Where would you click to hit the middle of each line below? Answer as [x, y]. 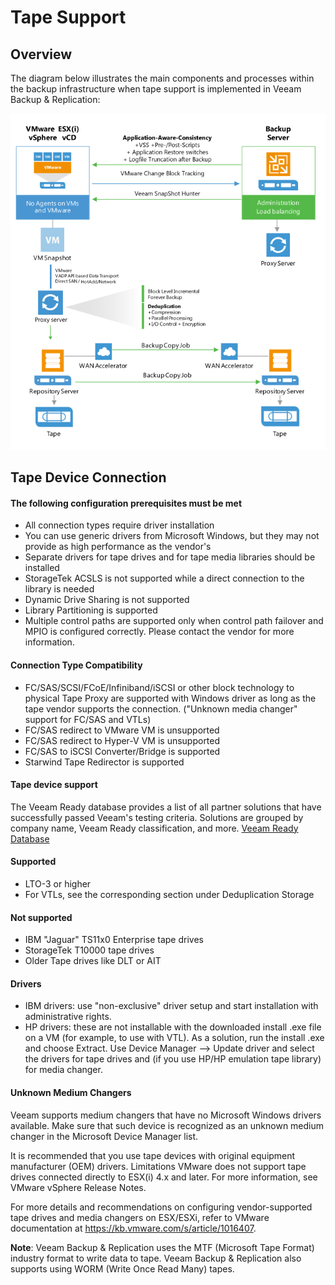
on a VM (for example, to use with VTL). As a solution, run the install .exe [174, 1038]
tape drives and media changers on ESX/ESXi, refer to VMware [140, 1217]
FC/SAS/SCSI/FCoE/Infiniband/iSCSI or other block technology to [159, 687]
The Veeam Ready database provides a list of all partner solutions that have [166, 807]
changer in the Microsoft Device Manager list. [104, 1136]
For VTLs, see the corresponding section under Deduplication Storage [169, 894]
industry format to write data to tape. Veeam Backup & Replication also [156, 1258]
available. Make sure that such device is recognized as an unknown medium [167, 1125]
